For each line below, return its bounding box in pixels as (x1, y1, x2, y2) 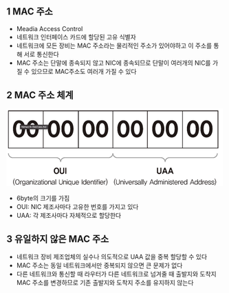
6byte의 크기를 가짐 (16, 194, 70, 202)
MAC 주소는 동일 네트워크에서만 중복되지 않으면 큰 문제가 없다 (16, 261, 183, 270)
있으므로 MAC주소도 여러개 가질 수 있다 (31, 67, 137, 75)
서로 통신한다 (23, 50, 59, 58)
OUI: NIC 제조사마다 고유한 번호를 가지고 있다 (16, 202, 139, 211)
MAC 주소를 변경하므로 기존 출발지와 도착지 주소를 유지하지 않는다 (16, 279, 194, 287)
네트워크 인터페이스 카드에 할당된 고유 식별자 (16, 32, 137, 41)
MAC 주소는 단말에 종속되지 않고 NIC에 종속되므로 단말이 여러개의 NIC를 (16, 59, 211, 67)
